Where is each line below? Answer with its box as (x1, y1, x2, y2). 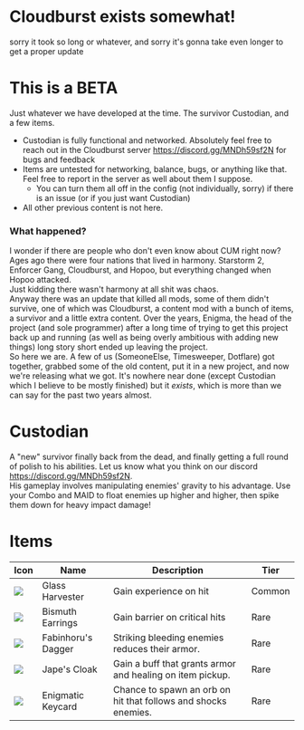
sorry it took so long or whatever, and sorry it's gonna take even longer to (9, 36, 283, 47)
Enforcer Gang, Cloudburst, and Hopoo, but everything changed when (9, 264, 271, 275)
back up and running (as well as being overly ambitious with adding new (9, 332, 279, 343)
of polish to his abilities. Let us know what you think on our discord (9, 461, 258, 472)
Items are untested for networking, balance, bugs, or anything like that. (22, 163, 288, 174)
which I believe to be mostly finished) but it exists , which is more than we (9, 380, 282, 391)
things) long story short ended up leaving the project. (9, 341, 208, 352)
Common (251, 585, 290, 598)
